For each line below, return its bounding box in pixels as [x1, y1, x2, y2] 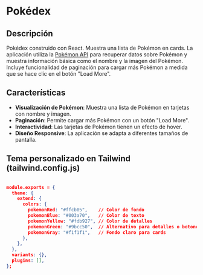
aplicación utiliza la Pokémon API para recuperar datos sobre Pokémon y [6, 51, 187, 58]
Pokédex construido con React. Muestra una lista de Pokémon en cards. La [6, 44, 193, 51]
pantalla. [14, 136, 37, 143]
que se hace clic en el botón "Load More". [6, 70, 111, 77]
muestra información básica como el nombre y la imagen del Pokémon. [6, 58, 183, 64]
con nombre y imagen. [14, 110, 71, 118]
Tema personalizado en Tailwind [6, 153, 131, 164]
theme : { [11, 190, 34, 196]
